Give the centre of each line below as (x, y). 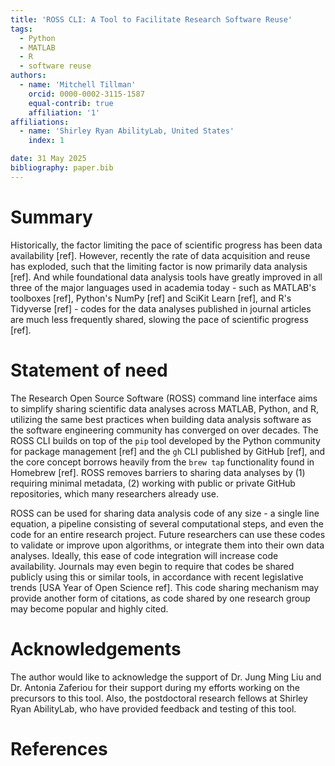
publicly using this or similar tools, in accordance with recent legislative (157, 577)
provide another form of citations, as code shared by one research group (160, 598)
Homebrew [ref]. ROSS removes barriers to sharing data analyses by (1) (158, 472)
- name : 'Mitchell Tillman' (78, 85)
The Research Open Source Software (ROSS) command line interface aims (164, 398)
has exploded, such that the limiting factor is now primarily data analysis (159, 266)
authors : (28, 76)
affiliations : (40, 122)
